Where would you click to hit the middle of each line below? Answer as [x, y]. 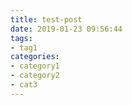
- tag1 [24, 47]
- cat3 [24, 85]
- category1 [35, 66]
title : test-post [46, 19]
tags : [21, 38]
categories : [35, 57]
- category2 [35, 76]
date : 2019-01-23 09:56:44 [66, 29]
